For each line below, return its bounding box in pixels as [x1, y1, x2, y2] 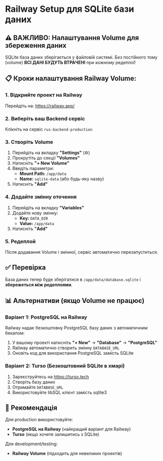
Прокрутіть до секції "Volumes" [12, 155, 80, 161]
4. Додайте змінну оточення [5, 194, 77, 200]
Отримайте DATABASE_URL [12, 384, 64, 390]
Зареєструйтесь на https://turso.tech [12, 373, 89, 380]
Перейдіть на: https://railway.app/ [5, 102, 75, 109]
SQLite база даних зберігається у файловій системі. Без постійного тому [5, 54, 158, 60]
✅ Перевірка [5, 263, 46, 272]
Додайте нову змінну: [12, 210, 58, 216]
